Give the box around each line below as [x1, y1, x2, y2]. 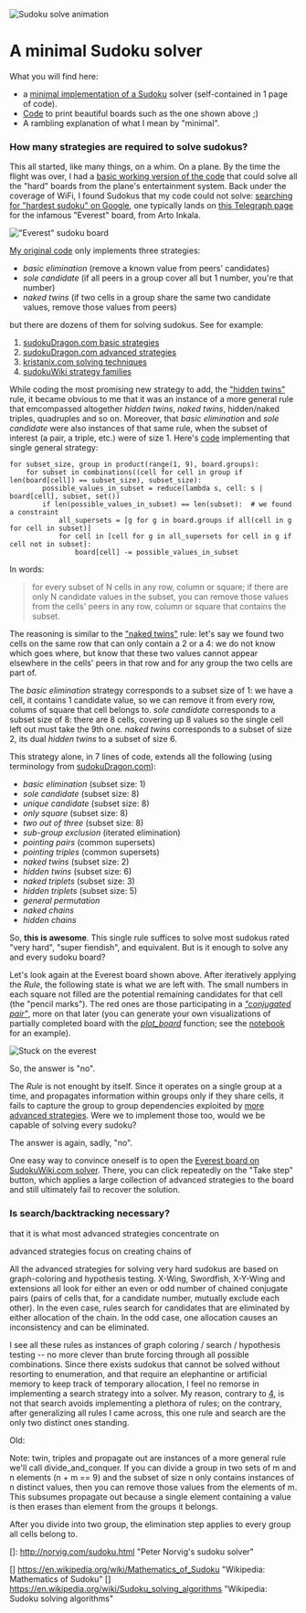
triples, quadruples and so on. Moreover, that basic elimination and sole [9, 413, 280, 424]
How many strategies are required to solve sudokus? [9, 140, 248, 153]
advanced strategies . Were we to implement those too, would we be [9, 1110, 266, 1121]
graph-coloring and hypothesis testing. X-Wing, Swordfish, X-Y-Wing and [9, 1273, 286, 1284]
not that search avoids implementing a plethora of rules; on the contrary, [9, 1397, 282, 1408]
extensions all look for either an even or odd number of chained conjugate [9, 1282, 289, 1293]
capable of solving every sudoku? [9, 1120, 137, 1130]
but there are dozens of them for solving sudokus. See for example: [9, 320, 264, 331]
